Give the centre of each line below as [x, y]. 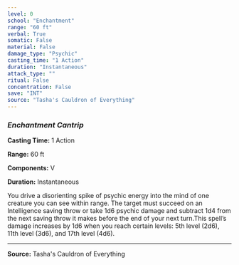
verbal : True [27, 34]
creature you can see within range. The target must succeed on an [105, 203]
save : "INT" [25, 93]
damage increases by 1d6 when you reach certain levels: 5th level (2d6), [113, 226]
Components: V [31, 168]
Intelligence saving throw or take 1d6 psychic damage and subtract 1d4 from [119, 211]
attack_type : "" [31, 73]
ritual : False [28, 80]
